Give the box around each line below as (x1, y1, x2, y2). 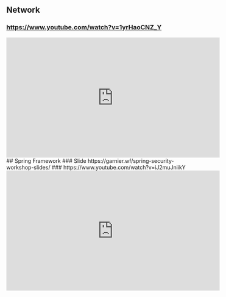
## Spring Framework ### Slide (6, 157, 87, 164)
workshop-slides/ (6, 163, 51, 171)
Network (6, 5, 41, 15)
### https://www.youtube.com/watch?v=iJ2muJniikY (51, 163, 186, 171)
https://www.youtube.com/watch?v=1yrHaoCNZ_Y (6, 23, 162, 32)
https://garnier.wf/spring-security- (87, 157, 174, 164)
